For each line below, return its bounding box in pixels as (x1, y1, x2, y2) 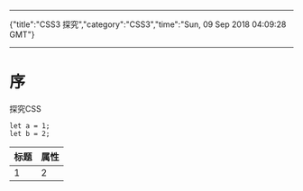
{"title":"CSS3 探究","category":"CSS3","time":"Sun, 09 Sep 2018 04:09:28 (9, 19, 287, 30)
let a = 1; (9, 121, 50, 131)
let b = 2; (9, 129, 50, 138)
